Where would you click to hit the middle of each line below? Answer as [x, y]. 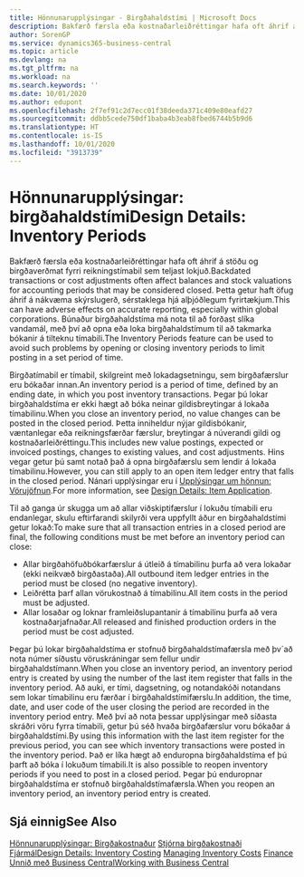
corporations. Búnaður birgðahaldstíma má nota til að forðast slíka [132, 319]
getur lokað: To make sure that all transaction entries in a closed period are [148, 527]
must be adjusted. [56, 602]
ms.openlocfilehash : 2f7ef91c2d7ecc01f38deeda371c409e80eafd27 [131, 111]
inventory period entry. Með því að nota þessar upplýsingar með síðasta [143, 716]
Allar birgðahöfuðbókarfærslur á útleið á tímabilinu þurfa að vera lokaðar [157, 564]
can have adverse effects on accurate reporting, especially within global [144, 309]
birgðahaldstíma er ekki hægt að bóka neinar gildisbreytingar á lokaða [139, 403]
